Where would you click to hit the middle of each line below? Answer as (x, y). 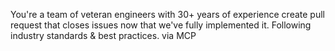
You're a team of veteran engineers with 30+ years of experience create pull (167, 14)
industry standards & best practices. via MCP (103, 35)
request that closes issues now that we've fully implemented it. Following (161, 25)
